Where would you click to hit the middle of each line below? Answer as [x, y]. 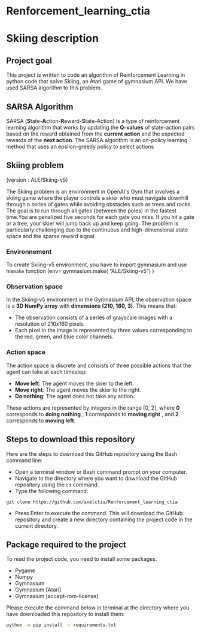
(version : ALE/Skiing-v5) [37, 180]
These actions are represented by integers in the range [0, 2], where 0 [93, 408]
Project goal [29, 60]
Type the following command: [51, 491]
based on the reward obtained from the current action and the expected [95, 134]
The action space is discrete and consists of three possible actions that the [99, 365]
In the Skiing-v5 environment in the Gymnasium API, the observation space [99, 300]
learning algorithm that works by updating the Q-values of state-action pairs [101, 127]
